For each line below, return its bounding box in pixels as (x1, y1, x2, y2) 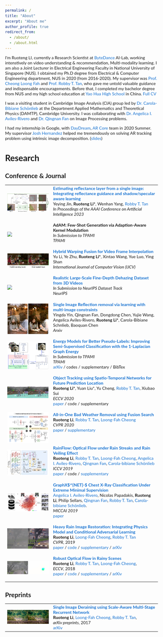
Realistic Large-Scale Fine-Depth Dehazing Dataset (53, 275, 149, 281)
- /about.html (9, 41, 38, 46)
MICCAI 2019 (53, 507, 78, 513)
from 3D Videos (53, 280, 83, 286)
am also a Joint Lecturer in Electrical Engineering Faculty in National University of (5, 65, 155, 71)
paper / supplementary (53, 427, 96, 433)
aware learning (53, 196, 81, 201)
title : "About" (5, 13, 36, 18)
